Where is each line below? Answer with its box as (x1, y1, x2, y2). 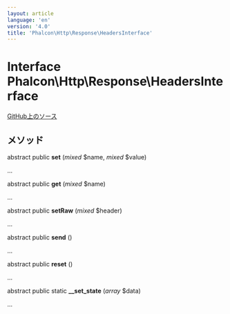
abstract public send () (7, 233, 73, 242)
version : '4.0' (7, 23, 51, 30)
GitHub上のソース (7, 112, 57, 121)
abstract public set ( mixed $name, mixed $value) (7, 153, 147, 161)
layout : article (7, 10, 54, 17)
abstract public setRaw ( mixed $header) (7, 206, 122, 215)
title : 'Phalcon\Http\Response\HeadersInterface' (7, 29, 153, 37)
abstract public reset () (7, 260, 73, 268)
